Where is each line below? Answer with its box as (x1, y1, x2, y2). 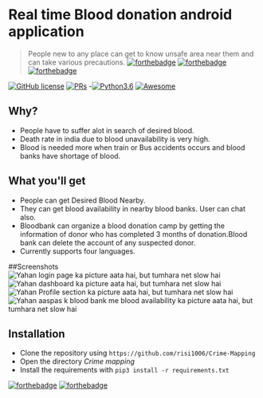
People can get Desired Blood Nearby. (19, 195, 146, 205)
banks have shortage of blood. (19, 151, 121, 160)
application (8, 22, 85, 41)
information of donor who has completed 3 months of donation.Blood (19, 229, 248, 238)
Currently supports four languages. (19, 246, 135, 256)
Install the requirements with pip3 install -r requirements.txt (19, 365, 230, 375)
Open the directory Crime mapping (19, 357, 135, 366)
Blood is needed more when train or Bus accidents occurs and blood (19, 142, 245, 152)
